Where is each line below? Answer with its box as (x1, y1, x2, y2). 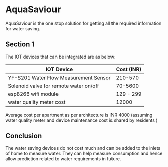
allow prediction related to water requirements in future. (5, 155, 121, 162)
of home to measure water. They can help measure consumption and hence (5, 150, 163, 156)
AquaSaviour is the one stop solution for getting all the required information (5, 20, 162, 26)
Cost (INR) (116, 66, 142, 73)
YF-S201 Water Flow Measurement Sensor (8, 74, 111, 81)
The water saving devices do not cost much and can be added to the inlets (5, 145, 160, 151)
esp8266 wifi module (8, 90, 59, 97)
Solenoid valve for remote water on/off (8, 82, 99, 89)
